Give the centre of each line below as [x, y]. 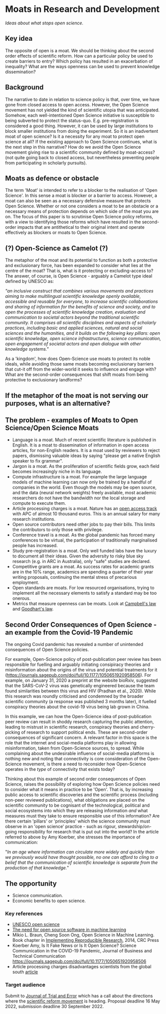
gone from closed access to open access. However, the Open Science [77, 104]
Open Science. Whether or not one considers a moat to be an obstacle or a [82, 206]
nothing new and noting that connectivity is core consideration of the [76, 759]
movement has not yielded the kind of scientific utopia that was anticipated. [83, 110]
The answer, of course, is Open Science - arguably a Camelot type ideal [79, 276]
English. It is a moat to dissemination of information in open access [81, 445]
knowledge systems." [27, 349]
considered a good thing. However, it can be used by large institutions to [79, 126]
